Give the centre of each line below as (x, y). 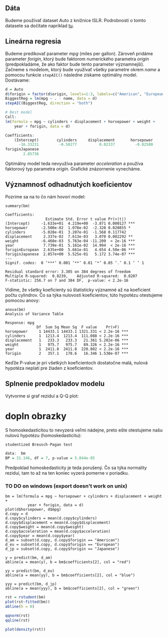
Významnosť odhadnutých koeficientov (69, 185)
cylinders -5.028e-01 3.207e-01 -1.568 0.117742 (66, 232)
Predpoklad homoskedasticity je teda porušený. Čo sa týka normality (76, 468)
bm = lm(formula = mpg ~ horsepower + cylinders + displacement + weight (84, 496)
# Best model (19, 112)
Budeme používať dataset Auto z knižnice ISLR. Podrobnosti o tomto (75, 20)
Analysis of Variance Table (34, 314)
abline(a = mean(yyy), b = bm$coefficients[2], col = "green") (72, 588)
